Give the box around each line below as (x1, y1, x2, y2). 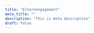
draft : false (5, 20, 32, 26)
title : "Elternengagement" (5, 7, 60, 12)
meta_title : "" (5, 12, 36, 16)
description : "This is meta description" (5, 16, 91, 21)
